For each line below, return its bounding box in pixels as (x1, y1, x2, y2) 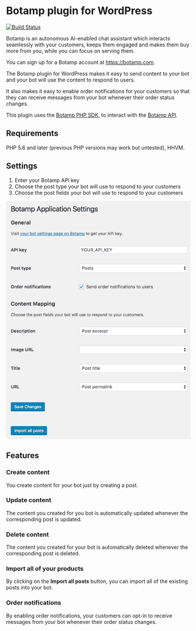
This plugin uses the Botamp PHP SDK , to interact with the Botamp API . (6, 111, 178, 118)
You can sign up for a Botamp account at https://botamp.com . (6, 59, 155, 66)
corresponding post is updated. (6, 515, 82, 523)
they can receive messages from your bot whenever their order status (6, 94, 175, 101)
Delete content (6, 530, 49, 538)
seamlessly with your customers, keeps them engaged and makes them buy (6, 41, 190, 48)
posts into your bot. (6, 584, 53, 591)
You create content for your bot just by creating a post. (6, 481, 139, 488)
